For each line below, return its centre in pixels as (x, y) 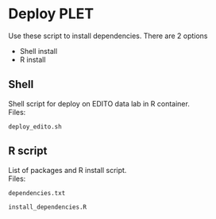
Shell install (39, 51)
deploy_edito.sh (35, 127)
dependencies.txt (37, 193)
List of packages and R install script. (67, 170)
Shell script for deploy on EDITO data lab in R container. (99, 103)
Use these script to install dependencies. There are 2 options (108, 36)
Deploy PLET (51, 14)
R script (28, 151)
